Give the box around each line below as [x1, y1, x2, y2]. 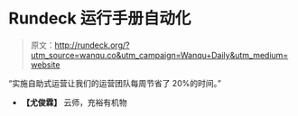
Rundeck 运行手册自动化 [8, 8, 191, 29]
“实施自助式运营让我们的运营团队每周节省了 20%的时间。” [8, 77, 222, 88]
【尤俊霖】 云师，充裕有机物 [21, 96, 127, 108]
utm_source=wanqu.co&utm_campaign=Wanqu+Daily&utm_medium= [30, 49, 289, 60]
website [30, 59, 61, 70]
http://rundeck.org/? [54, 40, 130, 50]
